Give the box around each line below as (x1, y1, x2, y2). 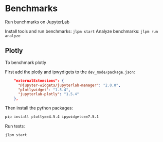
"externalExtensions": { (14, 78, 64, 83)
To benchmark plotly (5, 59, 47, 65)
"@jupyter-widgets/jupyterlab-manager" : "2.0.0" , (18, 83, 121, 88)
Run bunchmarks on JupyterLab (5, 19, 70, 25)
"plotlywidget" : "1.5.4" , (18, 87, 71, 92)
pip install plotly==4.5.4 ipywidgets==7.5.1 (5, 114, 99, 119)
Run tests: (5, 123, 25, 129)
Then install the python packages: (5, 105, 73, 111)
